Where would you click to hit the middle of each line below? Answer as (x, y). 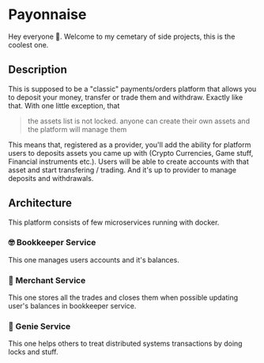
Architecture (40, 203)
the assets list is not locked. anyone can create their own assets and (139, 121)
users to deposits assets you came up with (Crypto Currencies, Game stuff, (131, 153)
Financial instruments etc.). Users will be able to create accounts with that (128, 161)
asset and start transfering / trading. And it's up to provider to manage (123, 170)
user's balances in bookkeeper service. (72, 306)
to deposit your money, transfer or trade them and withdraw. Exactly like (126, 97)
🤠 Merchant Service (47, 280)
